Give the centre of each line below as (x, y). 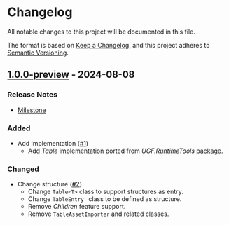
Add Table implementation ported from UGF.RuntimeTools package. (125, 151)
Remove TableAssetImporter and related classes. (98, 214)
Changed (23, 169)
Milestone (32, 110)
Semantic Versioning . (38, 53)
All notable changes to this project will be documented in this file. (102, 32)
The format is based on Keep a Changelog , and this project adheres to (109, 45)
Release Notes (33, 95)
